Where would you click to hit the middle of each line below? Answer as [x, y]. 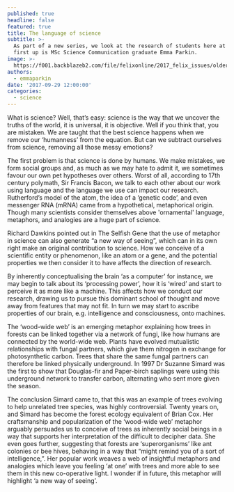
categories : [24, 91]
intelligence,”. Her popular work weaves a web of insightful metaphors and [114, 459]
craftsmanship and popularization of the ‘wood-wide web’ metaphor [105, 421]
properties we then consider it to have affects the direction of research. [110, 263]
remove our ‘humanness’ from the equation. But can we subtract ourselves [114, 140]
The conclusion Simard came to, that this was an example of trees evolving [115, 399]
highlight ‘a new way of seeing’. [52, 481]
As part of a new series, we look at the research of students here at [120, 46]
